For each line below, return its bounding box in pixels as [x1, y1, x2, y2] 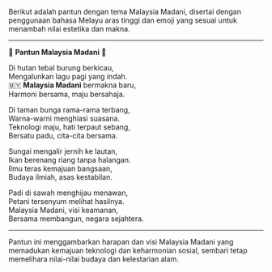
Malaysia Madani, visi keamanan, [8, 206, 119, 215]
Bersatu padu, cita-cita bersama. [8, 131, 118, 140]
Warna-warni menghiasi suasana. [8, 113, 120, 123]
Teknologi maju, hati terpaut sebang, [8, 122, 131, 132]
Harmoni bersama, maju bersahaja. [8, 89, 125, 99]
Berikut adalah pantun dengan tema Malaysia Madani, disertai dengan [8, 7, 241, 16]
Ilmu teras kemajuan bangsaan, [8, 164, 113, 173]
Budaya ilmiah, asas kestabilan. [8, 172, 113, 181]
